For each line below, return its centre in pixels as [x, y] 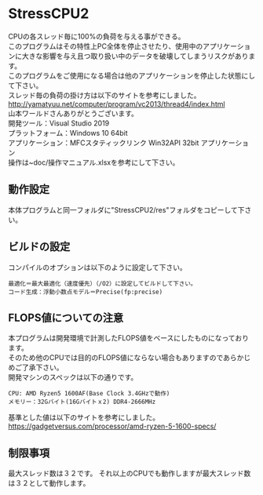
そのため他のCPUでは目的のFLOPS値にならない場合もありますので [116, 358]
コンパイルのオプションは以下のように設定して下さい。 [97, 267]
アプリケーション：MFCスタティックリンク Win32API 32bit [104, 143]
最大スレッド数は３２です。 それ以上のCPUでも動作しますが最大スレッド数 [130, 473]
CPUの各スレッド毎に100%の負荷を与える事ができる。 [97, 36]
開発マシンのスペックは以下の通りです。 [73, 377]
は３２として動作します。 [49, 483]
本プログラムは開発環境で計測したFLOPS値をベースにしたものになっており [129, 338]
